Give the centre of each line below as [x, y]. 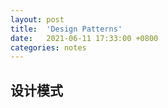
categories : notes [48, 47]
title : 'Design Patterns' [66, 29]
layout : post [37, 19]
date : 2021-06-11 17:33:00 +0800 [84, 38]
